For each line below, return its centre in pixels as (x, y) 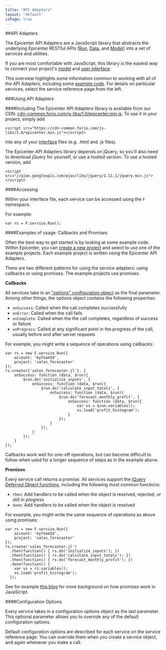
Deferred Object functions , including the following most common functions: (83, 485)
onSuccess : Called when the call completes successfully (70, 308)
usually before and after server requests (54, 335)
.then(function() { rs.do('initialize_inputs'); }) (65, 551)
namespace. (18, 205)
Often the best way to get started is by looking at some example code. (77, 242)
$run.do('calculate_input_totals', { (80, 389)
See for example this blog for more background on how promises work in (80, 587)
